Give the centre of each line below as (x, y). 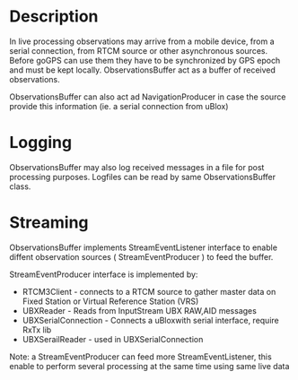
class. (20, 186)
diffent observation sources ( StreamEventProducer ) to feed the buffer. (141, 256)
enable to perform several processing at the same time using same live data (149, 366)
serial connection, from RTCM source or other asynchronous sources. (138, 50)
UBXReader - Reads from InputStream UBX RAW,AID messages (140, 310)
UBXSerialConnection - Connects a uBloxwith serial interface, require (151, 320)
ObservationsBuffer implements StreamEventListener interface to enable (144, 247)
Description (54, 17)
